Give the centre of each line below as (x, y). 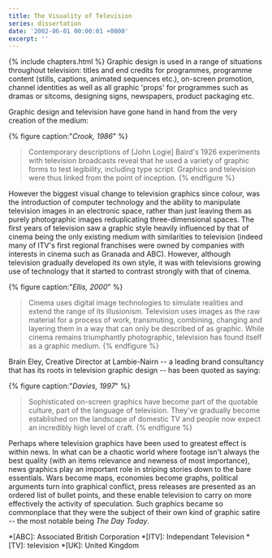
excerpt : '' (28, 39)
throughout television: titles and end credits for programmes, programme (130, 71)
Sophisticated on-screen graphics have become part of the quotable (143, 402)
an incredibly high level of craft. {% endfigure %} (110, 428)
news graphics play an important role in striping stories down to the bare (130, 469)
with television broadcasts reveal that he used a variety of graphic (139, 161)
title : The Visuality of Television (70, 16)
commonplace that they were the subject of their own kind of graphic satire (134, 513)
